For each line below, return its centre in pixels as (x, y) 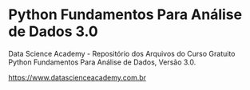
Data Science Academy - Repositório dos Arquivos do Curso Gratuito (122, 53)
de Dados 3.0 (53, 31)
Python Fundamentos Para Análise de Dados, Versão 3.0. (102, 62)
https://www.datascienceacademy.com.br (77, 77)
